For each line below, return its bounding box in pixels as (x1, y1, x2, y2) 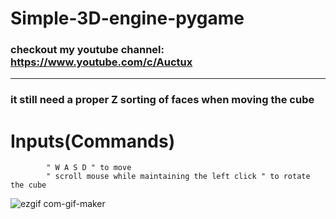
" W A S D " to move (46, 163, 132, 173)
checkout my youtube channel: (10, 43, 165, 57)
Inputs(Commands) (10, 130, 176, 152)
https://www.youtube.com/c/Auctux (10, 55, 193, 69)
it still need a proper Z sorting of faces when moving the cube (10, 93, 315, 107)
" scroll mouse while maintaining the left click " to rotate (46, 172, 311, 182)
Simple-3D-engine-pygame (10, 7, 245, 30)
